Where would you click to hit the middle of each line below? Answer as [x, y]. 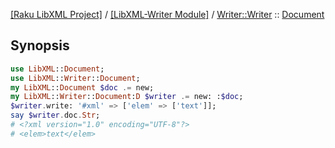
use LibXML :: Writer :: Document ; [75, 78]
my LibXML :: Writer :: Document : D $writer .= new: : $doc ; [127, 97]
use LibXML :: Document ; [57, 69]
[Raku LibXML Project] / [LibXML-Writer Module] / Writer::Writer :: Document [167, 14]
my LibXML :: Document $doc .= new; [82, 87]
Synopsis [40, 45]
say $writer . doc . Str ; [55, 115]
